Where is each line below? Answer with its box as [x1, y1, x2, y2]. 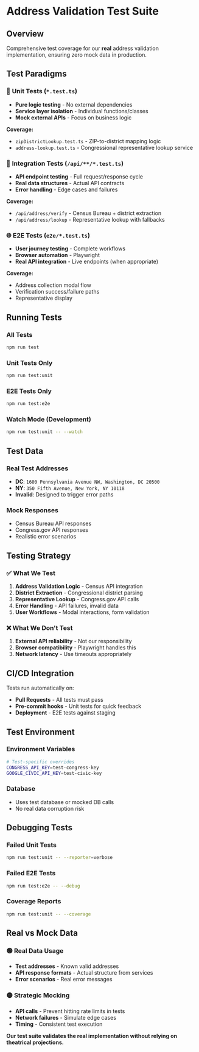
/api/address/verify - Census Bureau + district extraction [15, 209, 162, 217]
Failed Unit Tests [6, 841, 57, 849]
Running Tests [6, 312, 62, 322]
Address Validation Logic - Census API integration [15, 583, 143, 590]
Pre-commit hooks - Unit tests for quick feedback [15, 702, 142, 710]
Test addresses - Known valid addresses [15, 962, 119, 970]
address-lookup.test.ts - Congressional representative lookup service [15, 144, 194, 151]
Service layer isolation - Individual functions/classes [15, 107, 148, 115]
